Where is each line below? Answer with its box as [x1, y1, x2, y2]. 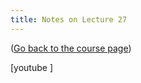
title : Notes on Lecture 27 [10, 14, 128, 25]
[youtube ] [10, 61, 54, 73]
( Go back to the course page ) [10, 42, 132, 54]
